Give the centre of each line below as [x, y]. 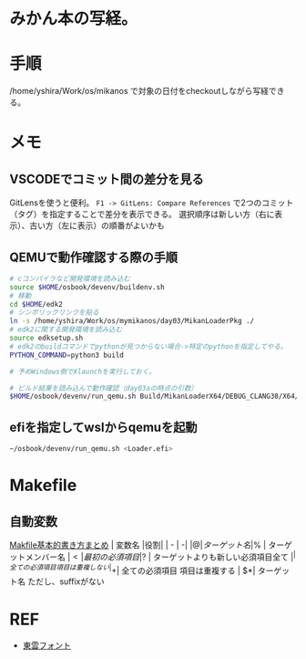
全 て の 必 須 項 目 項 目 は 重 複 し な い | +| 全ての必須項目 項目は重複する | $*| [133, 570]
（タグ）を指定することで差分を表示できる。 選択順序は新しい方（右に [142, 214]
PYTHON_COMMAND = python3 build [67, 355]
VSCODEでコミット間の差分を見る [107, 179]
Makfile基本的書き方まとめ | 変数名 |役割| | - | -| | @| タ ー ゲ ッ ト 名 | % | [138, 545]
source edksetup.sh [46, 339]
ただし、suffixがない [66, 581]
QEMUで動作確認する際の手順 [94, 257]
